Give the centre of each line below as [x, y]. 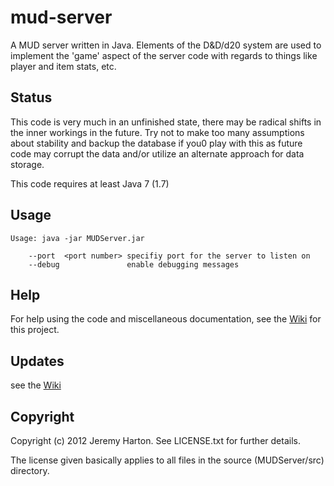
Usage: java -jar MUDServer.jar [77, 238]
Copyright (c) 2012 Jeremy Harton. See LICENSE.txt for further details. [155, 440]
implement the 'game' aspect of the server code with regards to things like [164, 55]
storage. [27, 164]
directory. [30, 470]
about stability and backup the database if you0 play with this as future [156, 143]
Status [31, 97]
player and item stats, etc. [63, 66]
